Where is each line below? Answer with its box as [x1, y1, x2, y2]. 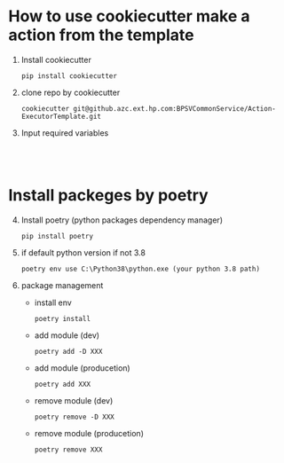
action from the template [8, 25, 194, 45]
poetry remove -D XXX [34, 412, 114, 421]
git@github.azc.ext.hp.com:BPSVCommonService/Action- [73, 104, 276, 113]
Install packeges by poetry [8, 185, 209, 206]
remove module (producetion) [34, 428, 144, 438]
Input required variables [20, 127, 109, 138]
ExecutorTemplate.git [20, 112, 101, 121]
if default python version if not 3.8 [20, 247, 146, 258]
